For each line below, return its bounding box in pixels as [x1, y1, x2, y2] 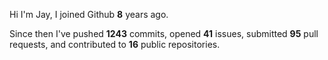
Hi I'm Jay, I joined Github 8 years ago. [9, 9, 169, 20]
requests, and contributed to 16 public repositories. [9, 39, 221, 50]
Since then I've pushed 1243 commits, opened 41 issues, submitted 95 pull [9, 28, 319, 39]
